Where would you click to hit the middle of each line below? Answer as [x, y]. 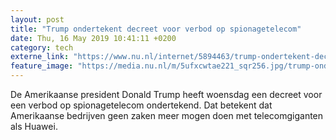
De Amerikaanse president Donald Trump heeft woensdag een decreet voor [166, 94]
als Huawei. [34, 126]
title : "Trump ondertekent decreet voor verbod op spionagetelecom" [156, 29]
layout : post [37, 19]
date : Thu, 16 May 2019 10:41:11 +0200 [93, 38]
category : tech [42, 47]
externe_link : [40, 57]
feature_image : [42, 66]
